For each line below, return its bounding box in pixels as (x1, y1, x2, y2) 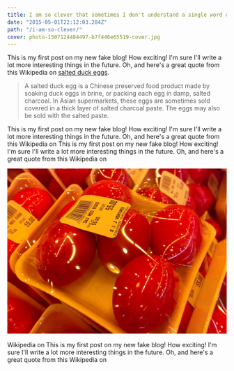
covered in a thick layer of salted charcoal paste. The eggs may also (24, 104, 221, 112)
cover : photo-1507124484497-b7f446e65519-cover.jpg (7, 34, 160, 41)
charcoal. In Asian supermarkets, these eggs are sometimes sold (24, 96, 210, 105)
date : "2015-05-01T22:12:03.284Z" (7, 18, 108, 26)
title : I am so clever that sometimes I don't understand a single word (7, 11, 223, 18)
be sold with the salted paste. (24, 112, 109, 120)
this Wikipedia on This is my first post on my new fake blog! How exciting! (7, 140, 219, 148)
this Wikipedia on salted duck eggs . (7, 68, 110, 77)
